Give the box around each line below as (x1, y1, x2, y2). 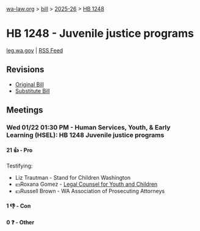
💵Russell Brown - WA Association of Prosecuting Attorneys (15, 188, 165, 195)
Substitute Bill (15, 87, 50, 94)
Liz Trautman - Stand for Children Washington (15, 174, 131, 182)
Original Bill (15, 81, 45, 88)
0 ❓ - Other (6, 219, 35, 226)
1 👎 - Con (6, 202, 31, 210)
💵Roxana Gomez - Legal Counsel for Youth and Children (15, 180, 158, 188)
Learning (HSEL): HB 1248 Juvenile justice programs (6, 131, 165, 139)
